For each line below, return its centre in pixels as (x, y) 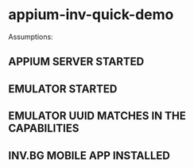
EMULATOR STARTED (63, 89)
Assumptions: (31, 37)
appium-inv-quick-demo (91, 15)
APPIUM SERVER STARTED (76, 62)
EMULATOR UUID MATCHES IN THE (97, 116)
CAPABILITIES (44, 129)
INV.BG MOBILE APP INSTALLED (89, 156)
